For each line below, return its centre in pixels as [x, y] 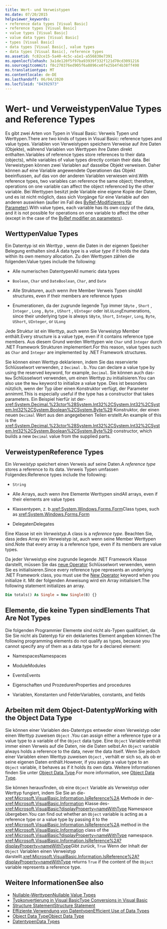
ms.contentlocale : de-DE [31, 75]
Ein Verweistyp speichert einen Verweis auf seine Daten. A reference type [81, 464]
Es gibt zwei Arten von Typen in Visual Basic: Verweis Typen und [72, 133]
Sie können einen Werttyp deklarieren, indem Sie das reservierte [72, 362]
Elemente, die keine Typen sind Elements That [78, 610]
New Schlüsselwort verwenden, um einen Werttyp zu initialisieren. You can [80, 378]
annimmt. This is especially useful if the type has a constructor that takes [80, 394]
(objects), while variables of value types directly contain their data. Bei [78, 160]
